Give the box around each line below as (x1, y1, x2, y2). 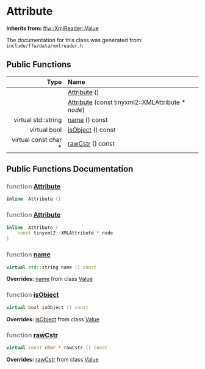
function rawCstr (6, 330, 58, 339)
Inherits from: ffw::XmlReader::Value (6, 24, 99, 32)
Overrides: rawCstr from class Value (6, 356, 99, 363)
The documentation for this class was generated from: (6, 36, 143, 43)
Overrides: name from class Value (6, 275, 93, 283)
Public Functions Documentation (6, 164, 134, 174)
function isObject (6, 291, 59, 299)
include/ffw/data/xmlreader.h (6, 43, 84, 49)
